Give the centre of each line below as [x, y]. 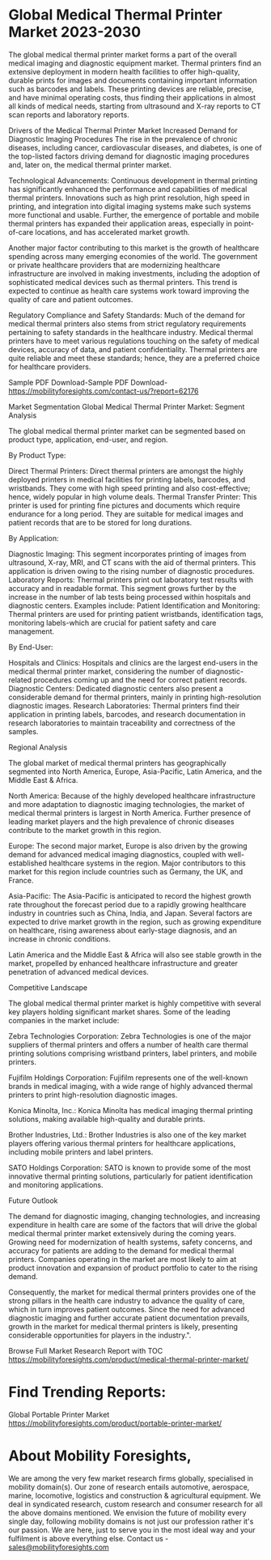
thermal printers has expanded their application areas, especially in [121, 223]
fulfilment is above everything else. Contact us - [89, 1538]
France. [21, 880]
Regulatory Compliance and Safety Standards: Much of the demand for [127, 315]
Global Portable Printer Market [59, 1414]
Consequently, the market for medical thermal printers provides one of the [132, 1292]
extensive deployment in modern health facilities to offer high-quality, [124, 71]
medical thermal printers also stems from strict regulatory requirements [127, 323]
